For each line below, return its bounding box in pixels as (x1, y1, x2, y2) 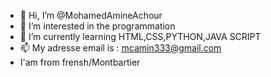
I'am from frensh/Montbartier (19, 56, 141, 68)
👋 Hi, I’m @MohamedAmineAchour (19, 10, 163, 21)
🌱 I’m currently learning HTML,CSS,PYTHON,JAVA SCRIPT (19, 31, 262, 42)
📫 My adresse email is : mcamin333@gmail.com (19, 42, 222, 54)
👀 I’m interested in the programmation (19, 20, 176, 32)
